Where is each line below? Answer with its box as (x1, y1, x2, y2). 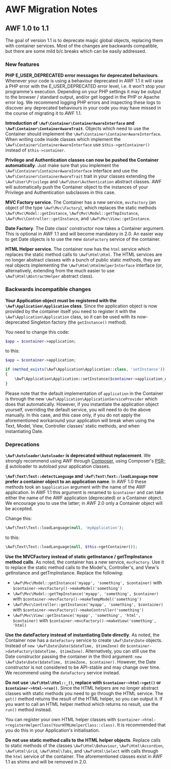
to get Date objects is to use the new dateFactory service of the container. (5, 236, 161, 242)
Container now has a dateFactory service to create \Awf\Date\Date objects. (5, 637, 163, 643)
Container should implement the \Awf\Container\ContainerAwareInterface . (5, 131, 162, 137)
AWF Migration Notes (5, 4, 98, 15)
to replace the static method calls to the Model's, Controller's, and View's (5, 564, 159, 571)
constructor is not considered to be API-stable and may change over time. (5, 664, 161, 670)
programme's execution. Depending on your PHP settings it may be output (5, 89, 161, 95)
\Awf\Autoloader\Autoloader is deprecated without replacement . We (5, 452, 151, 459)
